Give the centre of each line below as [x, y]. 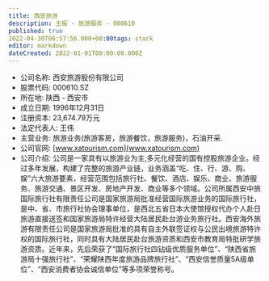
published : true [36, 31]
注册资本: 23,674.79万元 [60, 117]
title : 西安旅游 [33, 16]
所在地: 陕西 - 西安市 [54, 97]
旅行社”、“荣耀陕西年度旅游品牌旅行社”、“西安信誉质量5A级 [148, 259]
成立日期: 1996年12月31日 [62, 107]
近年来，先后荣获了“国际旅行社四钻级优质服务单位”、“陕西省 [149, 249]
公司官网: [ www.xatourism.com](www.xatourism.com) [110, 148]
